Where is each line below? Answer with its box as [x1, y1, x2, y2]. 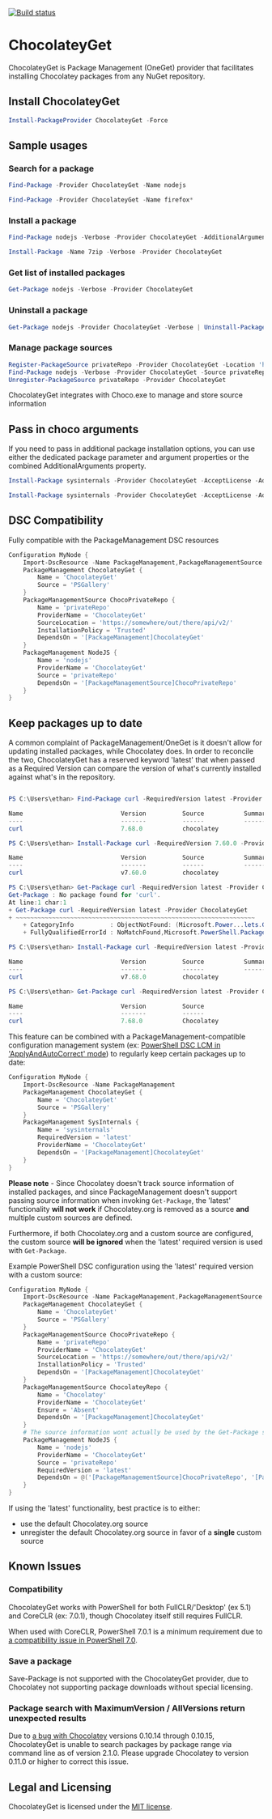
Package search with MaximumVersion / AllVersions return [8, 1702, 245, 1714]
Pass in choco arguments [8, 422, 139, 436]
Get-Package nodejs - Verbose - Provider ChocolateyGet [8, 286, 194, 294]
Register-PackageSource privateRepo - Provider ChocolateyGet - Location [8, 360, 255, 368]
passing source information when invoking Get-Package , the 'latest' [8, 1195, 232, 1205]
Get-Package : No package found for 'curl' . [8, 890, 161, 899]
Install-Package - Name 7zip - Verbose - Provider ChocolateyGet [8, 248, 223, 257]
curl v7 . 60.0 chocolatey [8, 869, 219, 878]
